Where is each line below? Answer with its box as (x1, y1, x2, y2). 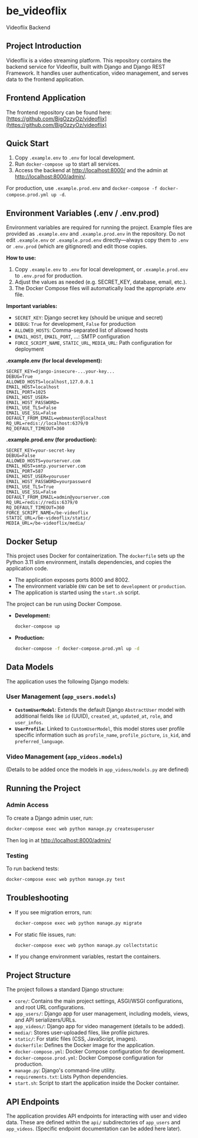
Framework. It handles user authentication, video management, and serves (6, 69, 189, 77)
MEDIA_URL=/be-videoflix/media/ (6, 521, 86, 527)
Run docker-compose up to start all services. (14, 160, 121, 167)
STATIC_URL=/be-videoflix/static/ (6, 515, 92, 521)
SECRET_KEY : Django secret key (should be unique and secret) (14, 314, 164, 321)
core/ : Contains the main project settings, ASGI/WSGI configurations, (14, 997, 184, 1004)
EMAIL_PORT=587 (6, 468, 44, 474)
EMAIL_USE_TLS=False (6, 405, 57, 411)
